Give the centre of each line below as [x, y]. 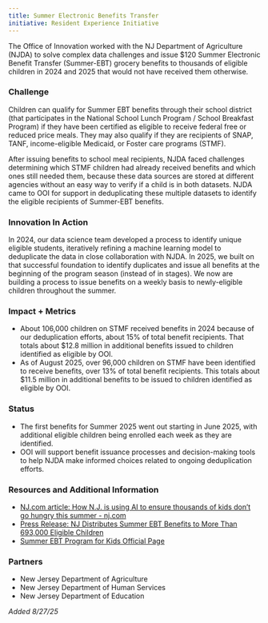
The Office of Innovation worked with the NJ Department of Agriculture [126, 46]
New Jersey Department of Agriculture [84, 579]
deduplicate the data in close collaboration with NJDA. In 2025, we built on [131, 257]
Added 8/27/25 [33, 612]
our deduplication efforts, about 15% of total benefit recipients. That [132, 337]
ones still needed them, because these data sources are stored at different [131, 176]
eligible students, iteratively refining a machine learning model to [115, 248]
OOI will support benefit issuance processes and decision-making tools [138, 452]
